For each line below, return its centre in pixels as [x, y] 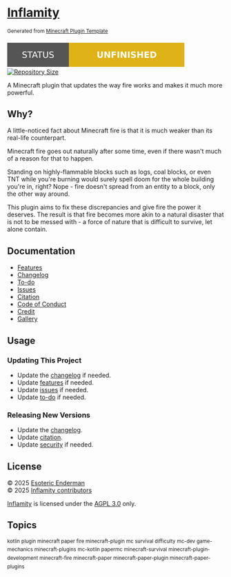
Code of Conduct [42, 304]
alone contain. [27, 230]
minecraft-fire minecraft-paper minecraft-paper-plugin [104, 558]
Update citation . [40, 437]
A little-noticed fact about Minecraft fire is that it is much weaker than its [110, 131]
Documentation [41, 251]
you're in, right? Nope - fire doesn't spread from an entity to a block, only [111, 187]
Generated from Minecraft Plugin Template [58, 31]
